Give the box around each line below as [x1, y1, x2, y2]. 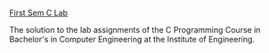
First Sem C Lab [9, 8, 69, 18]
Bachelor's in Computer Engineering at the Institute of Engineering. [9, 34, 256, 44]
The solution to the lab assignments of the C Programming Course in [9, 25, 261, 34]
